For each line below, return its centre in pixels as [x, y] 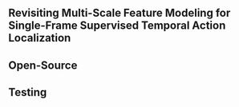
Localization [40, 38]
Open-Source [43, 65]
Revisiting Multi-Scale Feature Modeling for [119, 13]
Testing [28, 92]
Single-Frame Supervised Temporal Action [117, 26]
